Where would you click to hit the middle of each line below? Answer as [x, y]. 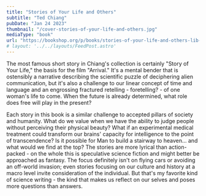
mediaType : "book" [30, 35]
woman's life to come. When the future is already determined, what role [97, 96]
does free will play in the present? [49, 102]
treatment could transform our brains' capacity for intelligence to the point [100, 134]
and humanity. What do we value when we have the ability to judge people [100, 121]
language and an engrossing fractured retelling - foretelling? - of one [93, 89]
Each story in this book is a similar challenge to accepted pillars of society [100, 115]
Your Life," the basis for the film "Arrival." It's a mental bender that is [93, 70]
